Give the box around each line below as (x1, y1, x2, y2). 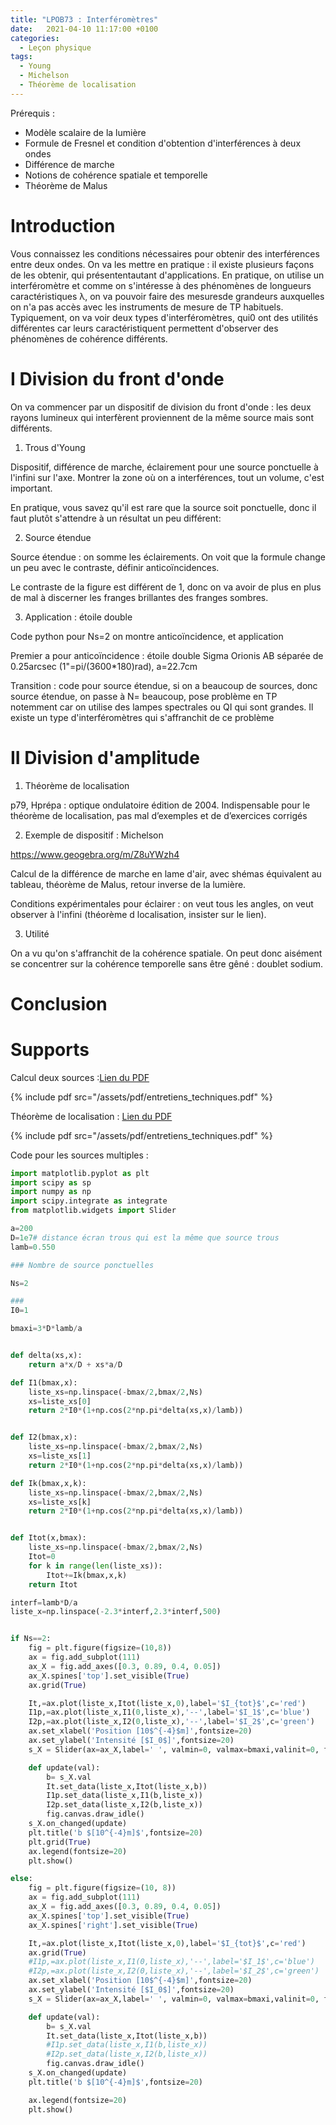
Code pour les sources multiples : (10, 1149, 149, 1161)
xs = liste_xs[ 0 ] (28, 1396, 92, 1406)
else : (10, 1874, 33, 1884)
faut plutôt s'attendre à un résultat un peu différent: (10, 512, 222, 524)
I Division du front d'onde (10, 367, 225, 390)
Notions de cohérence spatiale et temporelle (24, 169, 208, 181)
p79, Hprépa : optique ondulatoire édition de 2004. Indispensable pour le (10, 799, 311, 811)
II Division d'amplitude (10, 746, 200, 769)
